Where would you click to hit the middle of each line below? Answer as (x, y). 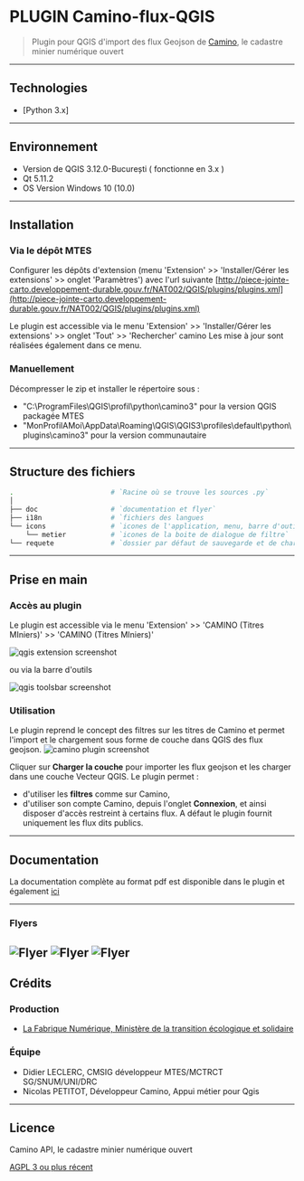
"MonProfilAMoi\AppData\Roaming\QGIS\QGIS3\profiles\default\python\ (157, 425)
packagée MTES (53, 416)
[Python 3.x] (46, 109)
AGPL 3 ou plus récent (51, 1167)
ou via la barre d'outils (51, 670)
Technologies (49, 88)
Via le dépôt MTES (51, 250)
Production (34, 1008)
